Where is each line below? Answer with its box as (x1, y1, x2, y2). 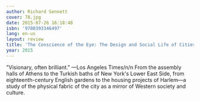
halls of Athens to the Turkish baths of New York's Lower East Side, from (6, 70, 185, 77)
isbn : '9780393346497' (6, 25, 62, 31)
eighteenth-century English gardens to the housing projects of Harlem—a (6, 76, 186, 83)
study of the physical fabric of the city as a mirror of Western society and (6, 83, 186, 90)
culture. (6, 89, 25, 96)
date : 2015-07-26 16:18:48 (6, 20, 73, 26)
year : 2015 (6, 48, 33, 53)
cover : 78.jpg (6, 14, 42, 20)
